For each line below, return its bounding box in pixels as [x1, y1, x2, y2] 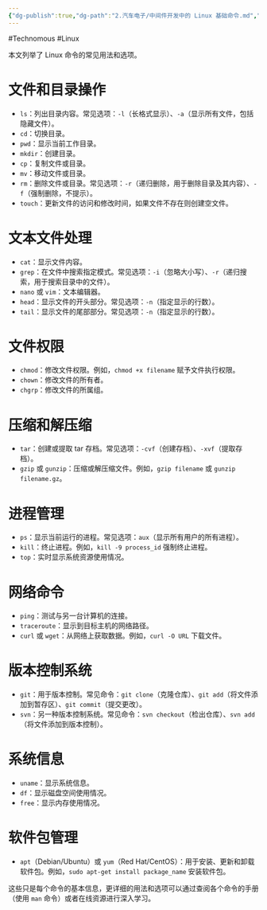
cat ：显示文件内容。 [19, 256, 87, 267]
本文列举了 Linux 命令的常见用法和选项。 [8, 49, 141, 60]
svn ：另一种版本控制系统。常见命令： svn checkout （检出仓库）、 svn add [19, 709, 256, 719]
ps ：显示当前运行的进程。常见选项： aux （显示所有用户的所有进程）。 [19, 533, 244, 542]
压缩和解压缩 [8, 416, 93, 434]
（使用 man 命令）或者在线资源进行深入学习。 [8, 893, 156, 904]
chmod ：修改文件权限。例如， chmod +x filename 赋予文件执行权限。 [19, 365, 240, 375]
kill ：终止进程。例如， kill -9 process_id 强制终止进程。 [19, 542, 212, 552]
